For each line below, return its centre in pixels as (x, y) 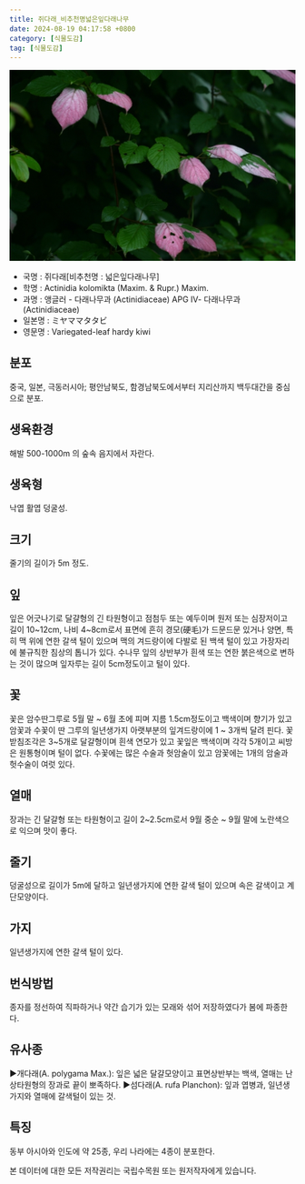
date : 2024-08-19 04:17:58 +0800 (73, 29)
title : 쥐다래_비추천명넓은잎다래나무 (69, 19)
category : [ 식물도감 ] (46, 38)
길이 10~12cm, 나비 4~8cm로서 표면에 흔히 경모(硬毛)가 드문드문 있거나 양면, (147, 629)
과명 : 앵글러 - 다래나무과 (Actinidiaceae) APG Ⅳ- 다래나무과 (131, 299)
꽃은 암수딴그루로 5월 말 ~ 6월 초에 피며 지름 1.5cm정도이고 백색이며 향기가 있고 (151, 718)
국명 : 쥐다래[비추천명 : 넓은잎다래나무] (91, 276)
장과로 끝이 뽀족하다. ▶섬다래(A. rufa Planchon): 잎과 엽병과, (157, 1084)
